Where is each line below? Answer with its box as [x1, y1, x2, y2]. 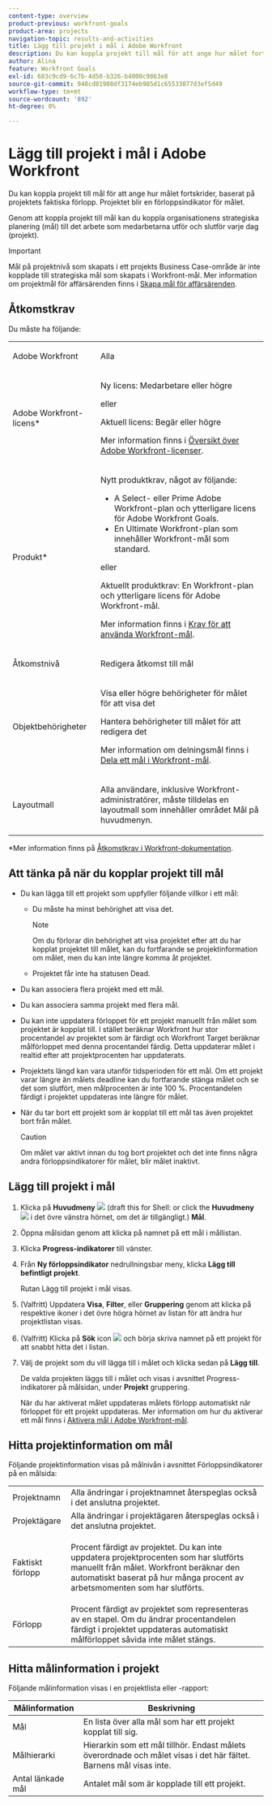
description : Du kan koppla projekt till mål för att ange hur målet [8, 50, 249, 58]
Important [8, 246, 41, 256]
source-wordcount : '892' [8, 95, 92, 103]
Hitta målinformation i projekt [8, 1661, 159, 1675]
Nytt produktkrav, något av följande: [100, 474, 237, 486]
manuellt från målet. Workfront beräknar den [70, 1562, 240, 1574]
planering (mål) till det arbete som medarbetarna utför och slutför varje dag [8, 222, 259, 231]
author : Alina [8, 58, 57, 66]
